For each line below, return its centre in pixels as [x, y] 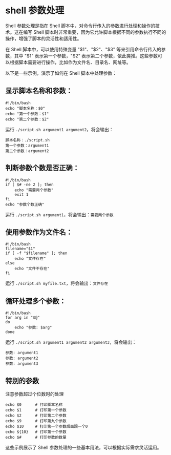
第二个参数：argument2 [27, 151]
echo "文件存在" [30, 259]
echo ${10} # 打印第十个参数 [36, 432]
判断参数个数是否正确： [42, 168]
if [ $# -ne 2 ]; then [29, 184]
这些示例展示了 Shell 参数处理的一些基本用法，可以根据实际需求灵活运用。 [84, 447]
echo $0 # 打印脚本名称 [34, 405]
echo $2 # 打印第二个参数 [36, 416]
